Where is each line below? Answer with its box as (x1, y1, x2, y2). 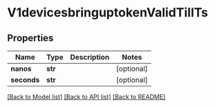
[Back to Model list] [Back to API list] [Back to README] (7, 93, 166, 101)
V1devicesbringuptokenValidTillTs (7, 5, 209, 21)
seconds (10, 75, 40, 84)
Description (70, 53, 110, 62)
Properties (7, 32, 54, 44)
